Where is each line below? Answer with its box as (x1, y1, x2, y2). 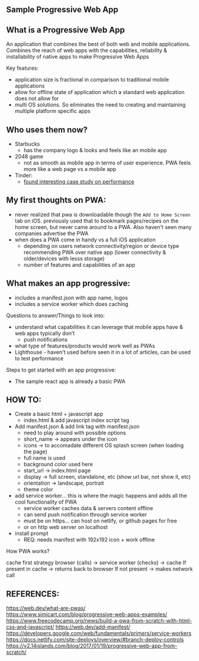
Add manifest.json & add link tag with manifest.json (14, 423, 140, 430)
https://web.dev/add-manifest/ (55, 624, 130, 631)
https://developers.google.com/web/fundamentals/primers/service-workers (6, 630, 192, 637)
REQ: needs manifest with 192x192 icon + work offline (23, 536, 155, 543)
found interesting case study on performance (23, 178, 134, 185)
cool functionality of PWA (14, 498, 77, 505)
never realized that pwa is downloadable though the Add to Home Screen (14, 211, 191, 218)
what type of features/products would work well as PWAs (14, 342, 155, 349)
